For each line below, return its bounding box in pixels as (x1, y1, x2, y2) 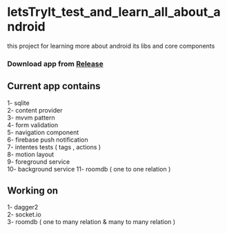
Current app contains (7, 80, 101, 92)
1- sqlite (7, 98, 30, 107)
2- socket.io (7, 210, 41, 218)
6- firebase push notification (7, 136, 88, 144)
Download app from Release (7, 59, 103, 68)
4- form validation (7, 120, 59, 129)
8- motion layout (7, 150, 55, 158)
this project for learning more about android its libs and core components (7, 41, 215, 50)
